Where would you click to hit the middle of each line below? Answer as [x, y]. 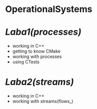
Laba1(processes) [43, 32]
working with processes [37, 56]
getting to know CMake [36, 51]
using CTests [26, 62]
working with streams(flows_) [43, 101]
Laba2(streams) [39, 82]
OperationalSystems [49, 9]
